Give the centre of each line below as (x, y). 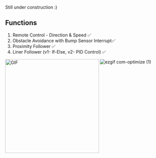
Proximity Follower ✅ (34, 46)
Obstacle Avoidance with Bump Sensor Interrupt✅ (64, 40)
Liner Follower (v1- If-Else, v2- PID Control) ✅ (59, 51)
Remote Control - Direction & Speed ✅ (52, 35)
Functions (21, 23)
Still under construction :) (31, 7)
